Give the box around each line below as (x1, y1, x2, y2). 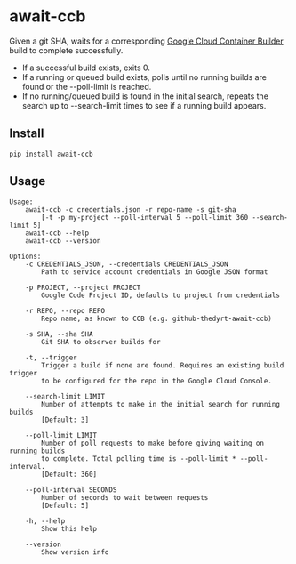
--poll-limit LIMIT (25, 431, 98, 439)
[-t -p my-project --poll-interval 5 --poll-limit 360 (41, 213, 249, 222)
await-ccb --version (25, 236, 101, 246)
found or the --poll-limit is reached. (21, 81, 152, 92)
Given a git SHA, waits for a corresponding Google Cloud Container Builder (9, 36, 284, 46)
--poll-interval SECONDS (25, 485, 117, 495)
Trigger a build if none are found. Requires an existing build (41, 360, 284, 370)
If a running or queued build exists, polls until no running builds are (21, 71, 267, 82)
